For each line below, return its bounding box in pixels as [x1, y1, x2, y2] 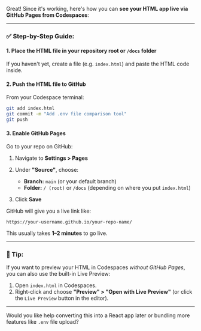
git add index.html [6, 105, 55, 112]
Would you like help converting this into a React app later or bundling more [6, 312, 190, 319]
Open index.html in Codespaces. [14, 282, 97, 289]
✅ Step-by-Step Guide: [6, 32, 75, 40]
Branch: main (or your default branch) [23, 178, 117, 185]
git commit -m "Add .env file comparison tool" [6, 111, 127, 117]
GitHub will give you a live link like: [6, 207, 92, 215]
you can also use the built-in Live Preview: [6, 270, 111, 278]
